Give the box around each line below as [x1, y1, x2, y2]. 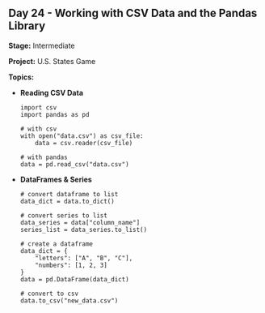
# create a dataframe [19, 239, 93, 248]
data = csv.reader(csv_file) [35, 139, 133, 147]
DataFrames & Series [19, 174, 93, 184]
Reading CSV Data [19, 88, 83, 97]
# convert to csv [19, 289, 79, 298]
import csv [19, 103, 57, 112]
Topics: [8, 72, 35, 82]
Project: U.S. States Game [8, 56, 96, 66]
